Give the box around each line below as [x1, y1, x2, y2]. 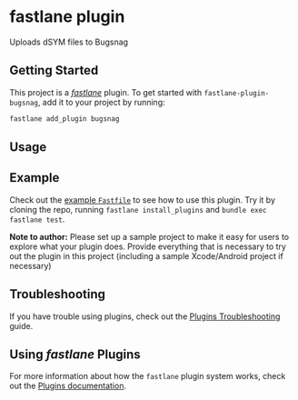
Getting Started [9, 63, 99, 78]
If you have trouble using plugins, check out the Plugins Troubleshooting [9, 311, 281, 322]
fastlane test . [9, 214, 65, 225]
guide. [9, 320, 34, 331]
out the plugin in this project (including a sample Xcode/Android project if [9, 250, 283, 261]
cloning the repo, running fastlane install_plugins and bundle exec [9, 204, 267, 215]
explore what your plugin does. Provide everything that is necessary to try [9, 241, 286, 252]
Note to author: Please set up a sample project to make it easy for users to [9, 231, 289, 242]
